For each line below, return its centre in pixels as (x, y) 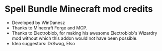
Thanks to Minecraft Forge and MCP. (49, 27)
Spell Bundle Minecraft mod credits (79, 9)
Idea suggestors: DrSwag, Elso (43, 43)
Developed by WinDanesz (38, 23)
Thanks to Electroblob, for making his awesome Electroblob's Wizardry (84, 33)
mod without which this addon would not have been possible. (75, 38)
